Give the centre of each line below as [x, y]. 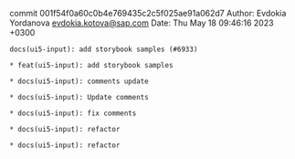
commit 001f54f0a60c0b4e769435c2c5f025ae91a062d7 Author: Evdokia [148, 13]
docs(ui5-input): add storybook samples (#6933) [104, 49]
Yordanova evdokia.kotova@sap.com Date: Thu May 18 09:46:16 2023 [142, 23]
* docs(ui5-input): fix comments [73, 113]
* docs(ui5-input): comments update [79, 81]
